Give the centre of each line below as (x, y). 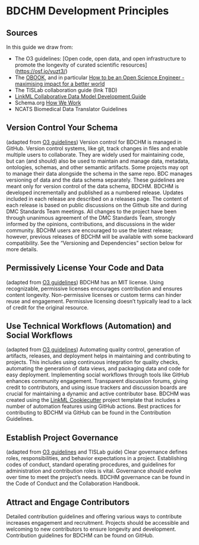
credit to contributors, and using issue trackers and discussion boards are (97, 388)
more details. (22, 249)
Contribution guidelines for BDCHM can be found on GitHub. (80, 536)
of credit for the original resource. (48, 308)
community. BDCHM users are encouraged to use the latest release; (90, 230)
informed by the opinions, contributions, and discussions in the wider (91, 224)
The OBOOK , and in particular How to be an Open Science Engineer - (99, 77)
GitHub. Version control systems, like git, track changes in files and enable (97, 148)
